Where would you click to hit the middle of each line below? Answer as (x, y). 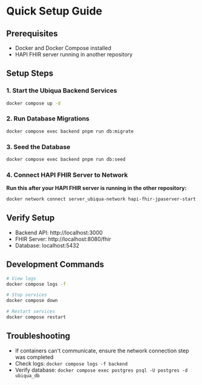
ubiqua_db (28, 376)
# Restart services (31, 312)
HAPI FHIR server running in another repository (74, 54)
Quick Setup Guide (54, 11)
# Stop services (27, 295)
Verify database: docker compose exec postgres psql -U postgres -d (101, 370)
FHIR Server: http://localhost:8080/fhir (63, 239)
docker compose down (32, 301)
